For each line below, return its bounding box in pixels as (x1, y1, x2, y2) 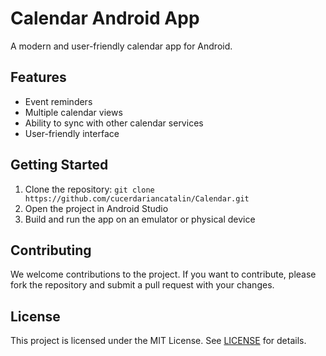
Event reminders (24, 95, 93, 107)
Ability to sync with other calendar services (24, 117, 204, 129)
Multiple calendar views (24, 106, 123, 118)
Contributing (10, 242, 92, 259)
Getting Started (10, 157, 109, 174)
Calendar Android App (10, 7, 200, 30)
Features (10, 69, 67, 86)
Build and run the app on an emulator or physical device (24, 213, 256, 225)
